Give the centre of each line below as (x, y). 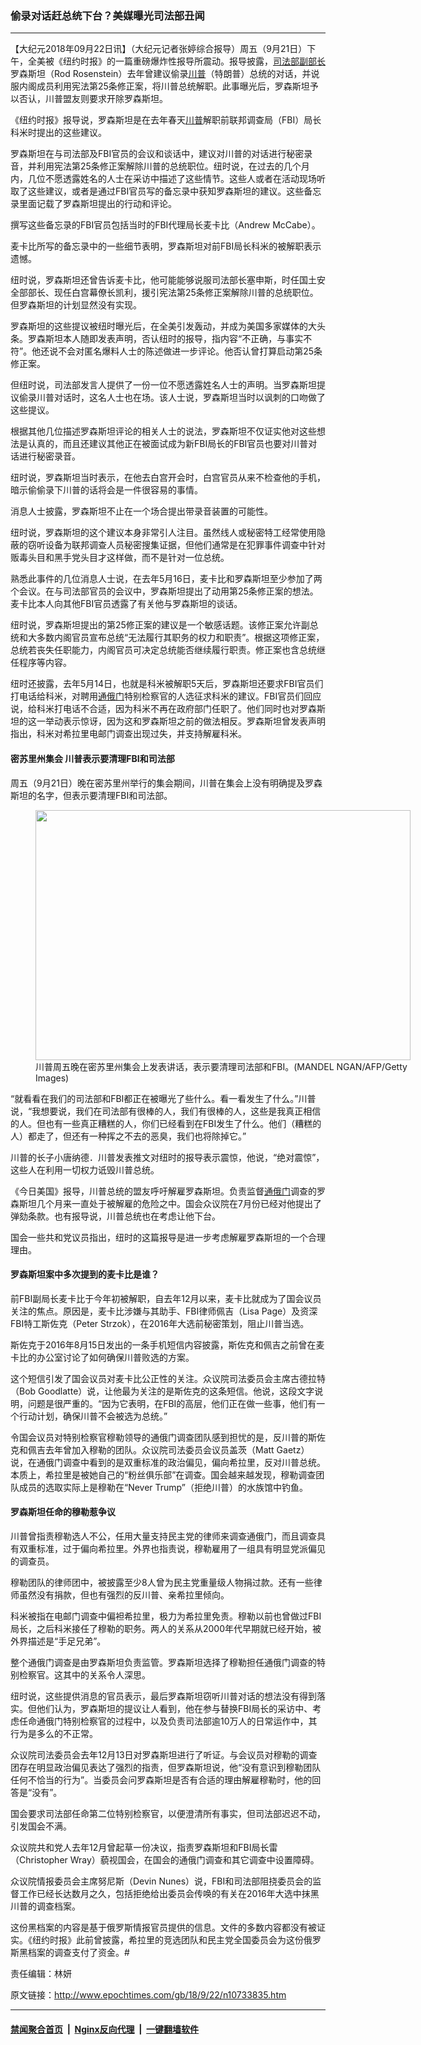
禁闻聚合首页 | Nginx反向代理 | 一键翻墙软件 (105, 2029)
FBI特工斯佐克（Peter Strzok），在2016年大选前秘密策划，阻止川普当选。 (160, 1323)
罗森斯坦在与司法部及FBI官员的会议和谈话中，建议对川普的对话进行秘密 (157, 154)
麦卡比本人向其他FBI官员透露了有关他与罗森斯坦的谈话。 (126, 604)
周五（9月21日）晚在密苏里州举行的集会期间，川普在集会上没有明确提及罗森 (166, 783)
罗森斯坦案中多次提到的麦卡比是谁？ (85, 1274)
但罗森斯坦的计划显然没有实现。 (76, 305)
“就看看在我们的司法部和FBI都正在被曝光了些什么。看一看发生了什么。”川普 (163, 1098)
